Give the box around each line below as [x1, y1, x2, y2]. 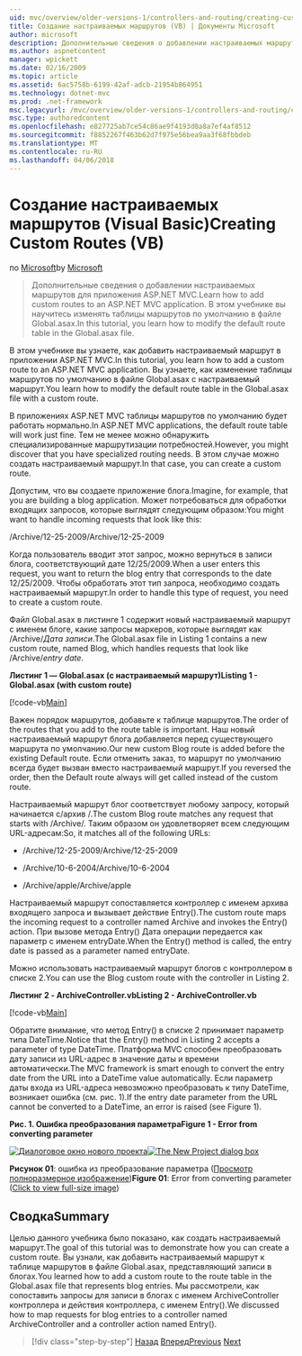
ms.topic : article [9, 72, 78, 81]
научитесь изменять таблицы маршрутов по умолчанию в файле [31, 308, 281, 320]
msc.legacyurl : [9, 105, 67, 114]
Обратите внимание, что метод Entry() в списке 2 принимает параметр [9, 1024, 285, 1036]
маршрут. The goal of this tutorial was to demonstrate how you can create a [9, 1242, 289, 1253]
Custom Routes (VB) [9, 232, 164, 253]
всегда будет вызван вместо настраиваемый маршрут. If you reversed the [9, 762, 292, 773]
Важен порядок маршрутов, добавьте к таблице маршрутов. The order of [9, 714, 289, 725]
